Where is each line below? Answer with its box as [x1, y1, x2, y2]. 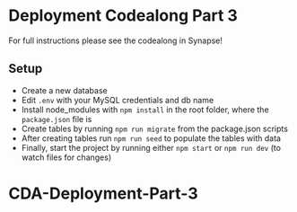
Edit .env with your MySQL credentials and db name [21, 94, 214, 105]
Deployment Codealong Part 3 [8, 5, 239, 26]
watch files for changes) [21, 152, 112, 163]
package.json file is [21, 113, 92, 124]
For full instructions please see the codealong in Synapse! [8, 35, 223, 46]
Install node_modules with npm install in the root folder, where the [21, 104, 270, 115]
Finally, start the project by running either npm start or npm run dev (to [21, 142, 282, 153]
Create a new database [21, 84, 109, 95]
